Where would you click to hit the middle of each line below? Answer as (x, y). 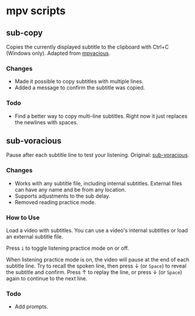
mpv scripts (36, 11)
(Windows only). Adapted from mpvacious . (58, 53)
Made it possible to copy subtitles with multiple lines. (79, 82)
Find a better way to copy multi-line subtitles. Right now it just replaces (101, 116)
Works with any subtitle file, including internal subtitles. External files (98, 183)
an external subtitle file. (35, 237)
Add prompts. (31, 307)
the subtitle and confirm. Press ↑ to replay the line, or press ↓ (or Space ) (94, 272)
